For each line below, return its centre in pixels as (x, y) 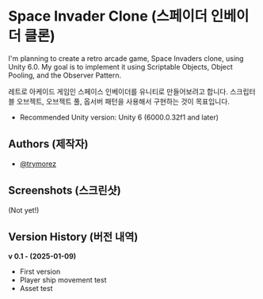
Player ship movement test (63, 280)
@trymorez (38, 164)
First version (40, 272)
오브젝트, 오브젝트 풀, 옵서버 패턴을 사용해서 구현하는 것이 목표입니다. (123, 101)
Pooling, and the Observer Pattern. (65, 75)
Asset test (36, 289)
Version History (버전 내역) (73, 237)
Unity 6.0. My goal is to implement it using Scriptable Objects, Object (121, 66)
